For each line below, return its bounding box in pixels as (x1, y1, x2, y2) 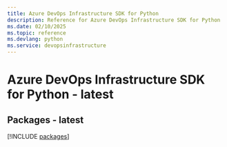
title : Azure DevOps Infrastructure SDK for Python (7, 10, 159, 17)
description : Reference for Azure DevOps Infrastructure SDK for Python (7, 17, 221, 23)
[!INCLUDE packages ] (7, 133, 70, 140)
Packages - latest (7, 114, 84, 126)
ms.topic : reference (7, 29, 67, 37)
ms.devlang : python (7, 36, 63, 43)
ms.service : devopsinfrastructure (7, 42, 107, 49)
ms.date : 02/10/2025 (7, 23, 67, 30)
